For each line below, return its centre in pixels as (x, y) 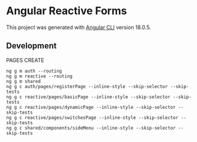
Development (32, 46)
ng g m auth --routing (34, 71)
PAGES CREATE (25, 60)
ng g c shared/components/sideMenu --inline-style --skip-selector (91, 128)
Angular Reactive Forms (67, 11)
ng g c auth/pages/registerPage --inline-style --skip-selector (87, 86)
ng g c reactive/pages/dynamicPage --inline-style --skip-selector (91, 107)
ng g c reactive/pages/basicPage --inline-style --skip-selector (88, 97)
